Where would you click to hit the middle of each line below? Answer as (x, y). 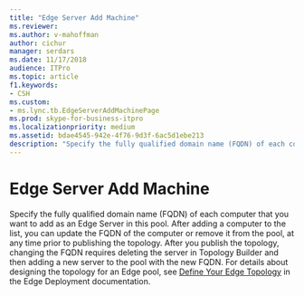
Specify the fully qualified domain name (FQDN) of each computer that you (149, 214)
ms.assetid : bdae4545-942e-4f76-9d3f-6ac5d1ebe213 (107, 136)
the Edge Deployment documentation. (80, 281)
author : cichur (38, 43)
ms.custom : (30, 102)
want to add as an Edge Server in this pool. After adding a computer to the (148, 224)
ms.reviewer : (34, 26)
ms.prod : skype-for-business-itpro (76, 119)
